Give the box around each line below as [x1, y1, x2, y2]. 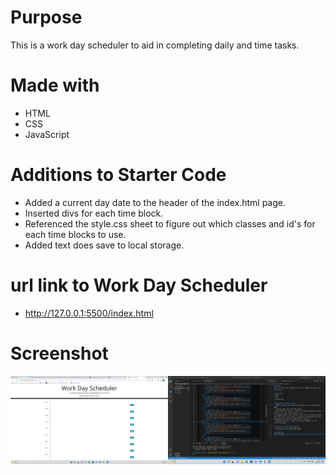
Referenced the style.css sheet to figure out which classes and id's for [24, 217, 316, 230]
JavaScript [24, 128, 70, 140]
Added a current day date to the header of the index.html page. [24, 196, 286, 208]
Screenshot [10, 342, 109, 365]
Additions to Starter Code [10, 164, 227, 186]
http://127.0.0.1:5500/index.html [24, 307, 154, 319]
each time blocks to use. [24, 228, 127, 240]
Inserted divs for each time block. [24, 207, 164, 219]
